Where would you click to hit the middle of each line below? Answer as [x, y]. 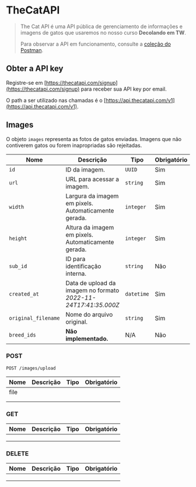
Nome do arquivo [89, 314]
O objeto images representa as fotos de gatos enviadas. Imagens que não [94, 139]
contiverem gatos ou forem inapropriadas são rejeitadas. [74, 145]
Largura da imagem [92, 196]
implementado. [87, 338]
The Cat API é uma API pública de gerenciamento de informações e [101, 26]
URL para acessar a [92, 179]
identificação [83, 266]
